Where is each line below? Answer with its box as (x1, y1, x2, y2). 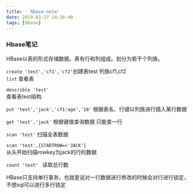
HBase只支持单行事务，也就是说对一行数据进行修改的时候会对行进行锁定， (6, 173, 189, 181)
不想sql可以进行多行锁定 (6, 181, 66, 188)
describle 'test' (6, 87, 49, 93)
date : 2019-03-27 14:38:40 (6, 14, 73, 20)
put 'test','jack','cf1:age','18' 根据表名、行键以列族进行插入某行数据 (6, 105, 188, 113)
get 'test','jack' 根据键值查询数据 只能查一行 (6, 118, 123, 125)
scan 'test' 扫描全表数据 (6, 131, 69, 138)
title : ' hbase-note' (6, 8, 60, 15)
